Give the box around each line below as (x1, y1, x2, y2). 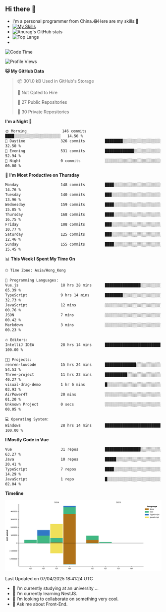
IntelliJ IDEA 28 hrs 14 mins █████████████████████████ (5, 342, 161, 347)
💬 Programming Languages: (5, 277, 58, 283)
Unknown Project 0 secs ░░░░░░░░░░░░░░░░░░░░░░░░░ (5, 402, 161, 407)
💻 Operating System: (5, 416, 50, 422)
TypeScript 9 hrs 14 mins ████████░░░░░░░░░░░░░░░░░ (5, 292, 161, 298)
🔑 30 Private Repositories (17, 109, 69, 115)
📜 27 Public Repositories (17, 99, 67, 105)
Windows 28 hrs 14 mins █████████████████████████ (5, 423, 161, 428)
